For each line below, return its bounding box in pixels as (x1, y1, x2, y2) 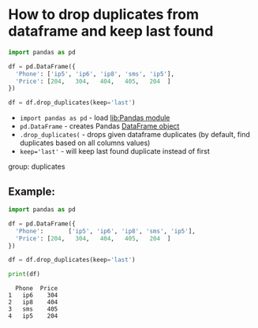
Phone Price (15, 285, 58, 293)
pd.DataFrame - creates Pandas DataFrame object (19, 121, 180, 131)
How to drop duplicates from (8, 6, 200, 24)
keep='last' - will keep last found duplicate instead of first (19, 147, 211, 156)
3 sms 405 (8, 305, 58, 313)
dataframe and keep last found (8, 22, 214, 40)
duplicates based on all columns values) (19, 138, 151, 147)
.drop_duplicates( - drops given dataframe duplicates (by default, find (19, 130, 251, 140)
